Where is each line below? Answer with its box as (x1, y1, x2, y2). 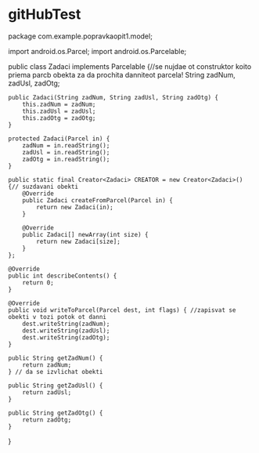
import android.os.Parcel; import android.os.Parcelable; (8, 46, 187, 56)
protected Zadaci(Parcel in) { (8, 135, 110, 143)
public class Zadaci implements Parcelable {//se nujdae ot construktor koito (8, 61, 252, 71)
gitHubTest (8, 5, 81, 24)
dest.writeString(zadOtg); (22, 333, 110, 342)
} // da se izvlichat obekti (8, 368, 103, 375)
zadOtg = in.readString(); (22, 155, 110, 163)
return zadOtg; (22, 415, 72, 424)
